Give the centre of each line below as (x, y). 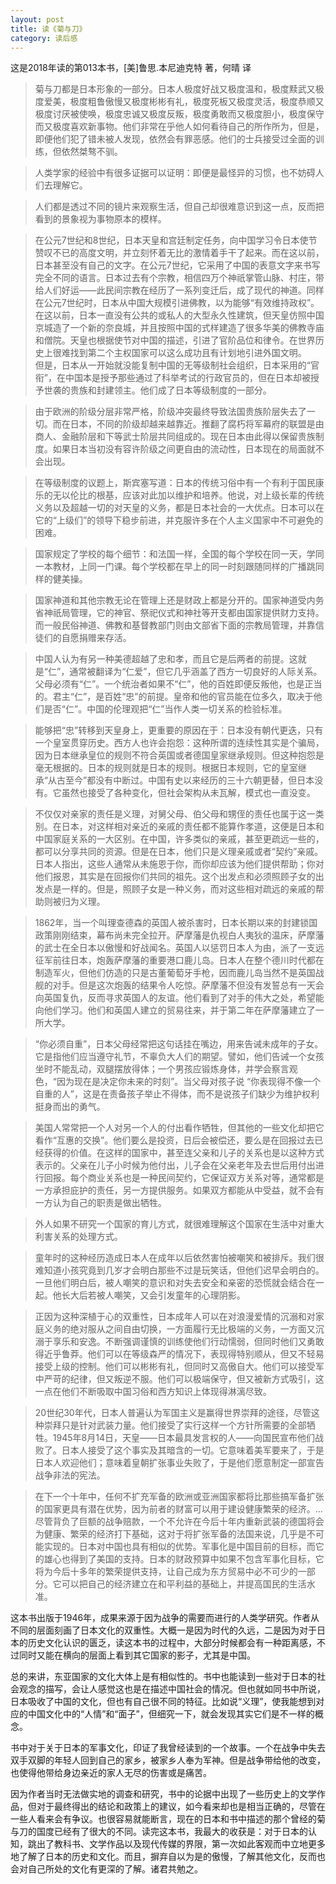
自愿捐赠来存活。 (96, 638)
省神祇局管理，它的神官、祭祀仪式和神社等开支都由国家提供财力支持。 (179, 613)
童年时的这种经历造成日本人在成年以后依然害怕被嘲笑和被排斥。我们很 (179, 1258)
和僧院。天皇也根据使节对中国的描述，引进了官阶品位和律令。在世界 (175, 340)
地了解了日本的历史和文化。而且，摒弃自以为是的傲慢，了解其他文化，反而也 (168, 1857)
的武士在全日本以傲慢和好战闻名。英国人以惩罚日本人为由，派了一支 (175, 948)
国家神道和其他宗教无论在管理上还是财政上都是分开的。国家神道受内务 (179, 600)
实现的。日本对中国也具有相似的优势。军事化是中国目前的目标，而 (179, 1547)
